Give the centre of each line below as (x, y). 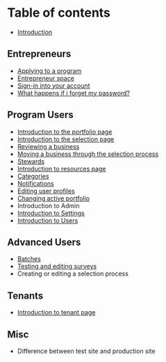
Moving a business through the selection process (88, 154)
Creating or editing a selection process (73, 274)
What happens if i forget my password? (74, 93)
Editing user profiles (46, 191)
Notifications (35, 183)
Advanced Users (44, 242)
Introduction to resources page (61, 168)
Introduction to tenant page (56, 313)
